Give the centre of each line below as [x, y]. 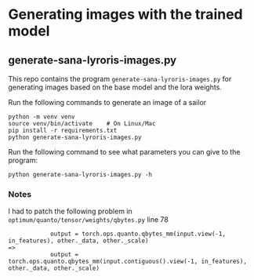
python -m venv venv [42, 117]
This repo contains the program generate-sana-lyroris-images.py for [120, 79]
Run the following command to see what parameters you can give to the [124, 152]
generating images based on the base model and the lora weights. [115, 87]
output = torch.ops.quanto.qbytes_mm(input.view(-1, [138, 234]
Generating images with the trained [125, 15]
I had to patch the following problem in [71, 211]
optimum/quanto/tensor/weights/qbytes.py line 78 [88, 220]
